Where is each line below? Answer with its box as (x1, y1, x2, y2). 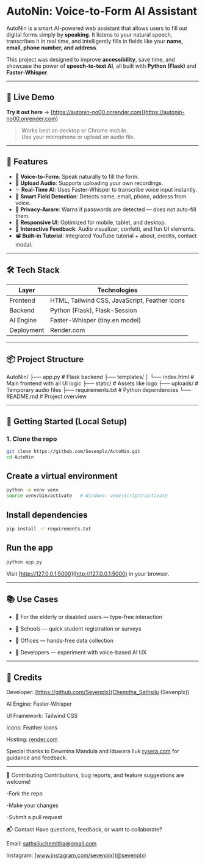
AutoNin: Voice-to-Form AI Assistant (6, 4, 197, 18)
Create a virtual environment (6, 471, 118, 482)
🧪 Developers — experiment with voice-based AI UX (15, 649, 147, 656)
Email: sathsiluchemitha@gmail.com (6, 840, 97, 847)
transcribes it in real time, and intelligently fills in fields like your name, (6, 37, 183, 45)
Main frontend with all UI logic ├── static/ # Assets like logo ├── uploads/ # (6, 380, 199, 387)
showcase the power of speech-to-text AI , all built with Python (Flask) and (6, 62, 196, 70)
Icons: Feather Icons (6, 724, 58, 731)
